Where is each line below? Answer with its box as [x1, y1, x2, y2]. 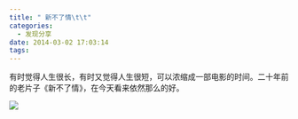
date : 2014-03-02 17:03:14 [9, 37, 109, 47]
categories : [9, 21, 53, 30]
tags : [9, 46, 29, 55]
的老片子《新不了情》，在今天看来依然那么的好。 [9, 83, 184, 93]
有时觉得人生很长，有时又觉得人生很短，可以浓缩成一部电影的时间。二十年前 [9, 72, 289, 83]
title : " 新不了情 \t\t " [9, 12, 91, 22]
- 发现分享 [17, 29, 52, 38]
